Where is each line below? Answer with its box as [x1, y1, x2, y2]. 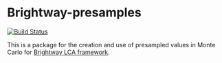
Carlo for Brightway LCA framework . [7, 48, 110, 56]
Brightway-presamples [7, 5, 142, 21]
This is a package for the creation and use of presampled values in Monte [7, 40, 216, 49]
